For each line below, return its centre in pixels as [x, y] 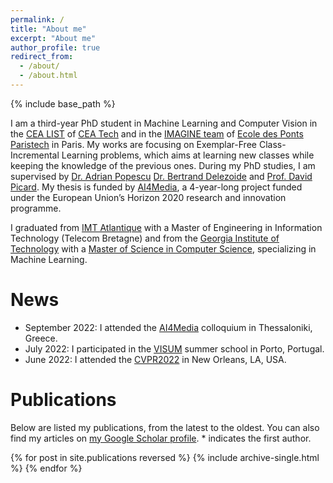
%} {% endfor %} [46, 468]
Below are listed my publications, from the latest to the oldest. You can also [165, 427]
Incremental [35, 155]
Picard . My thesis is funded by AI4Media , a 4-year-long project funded [156, 187]
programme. [36, 208]
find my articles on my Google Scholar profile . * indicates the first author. [161, 438]
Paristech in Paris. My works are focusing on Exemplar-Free [133, 144]
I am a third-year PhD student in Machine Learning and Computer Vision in [164, 123]
